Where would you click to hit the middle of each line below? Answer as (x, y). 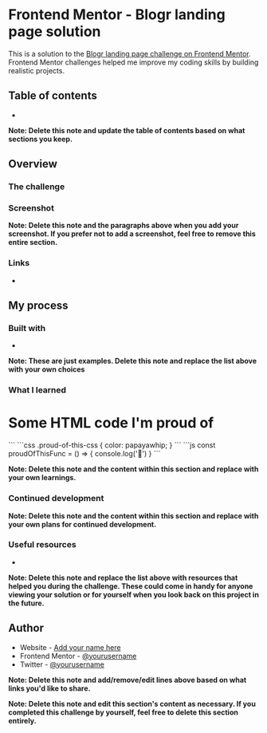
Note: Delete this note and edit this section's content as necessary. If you (132, 703)
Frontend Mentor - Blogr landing (117, 15)
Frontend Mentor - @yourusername (78, 656)
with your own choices (47, 369)
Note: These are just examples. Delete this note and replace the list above (133, 361)
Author (26, 628)
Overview (33, 164)
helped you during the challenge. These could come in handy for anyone (131, 586)
